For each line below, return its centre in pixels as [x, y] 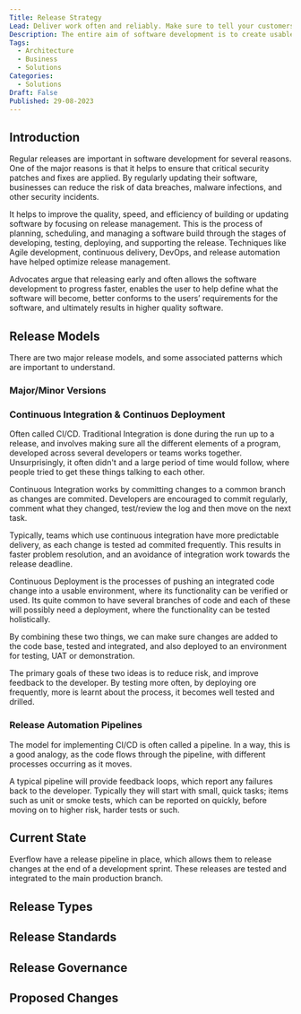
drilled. [22, 702]
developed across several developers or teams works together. [126, 453]
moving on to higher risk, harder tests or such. [95, 810]
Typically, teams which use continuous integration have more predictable [144, 535]
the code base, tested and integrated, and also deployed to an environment [148, 646]
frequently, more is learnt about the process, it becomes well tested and [142, 692]
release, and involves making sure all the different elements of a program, [145, 444]
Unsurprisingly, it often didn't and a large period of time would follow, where [149, 463]
